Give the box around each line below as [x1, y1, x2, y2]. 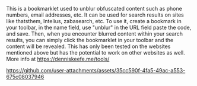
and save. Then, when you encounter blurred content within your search [6, 30, 183, 37]
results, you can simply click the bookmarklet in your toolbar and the [6, 37, 174, 43]
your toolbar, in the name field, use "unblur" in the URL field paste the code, [6, 24, 192, 31]
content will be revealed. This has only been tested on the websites [6, 43, 171, 50]
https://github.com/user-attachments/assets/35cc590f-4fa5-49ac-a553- [6, 67, 186, 74]
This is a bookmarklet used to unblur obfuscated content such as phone [6, 5, 182, 12]
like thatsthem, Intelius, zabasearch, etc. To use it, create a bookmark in [6, 18, 182, 24]
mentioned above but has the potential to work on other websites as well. [6, 49, 185, 56]
